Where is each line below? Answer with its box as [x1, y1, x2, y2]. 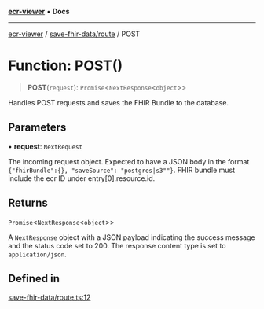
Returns [8, 197, 49, 210]
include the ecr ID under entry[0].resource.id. [8, 173, 156, 183]
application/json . [8, 249, 67, 259]
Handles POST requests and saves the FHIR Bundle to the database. [8, 97, 229, 107]
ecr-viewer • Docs [8, 7, 70, 16]
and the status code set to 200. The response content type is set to [8, 241, 226, 250]
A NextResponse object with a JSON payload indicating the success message [8, 232, 255, 242]
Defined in [8, 271, 60, 285]
